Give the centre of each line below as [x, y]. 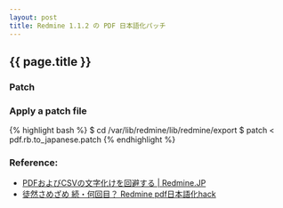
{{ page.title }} [50, 62]
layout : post [33, 17]
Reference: [34, 163]
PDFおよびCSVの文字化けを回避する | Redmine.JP [114, 183]
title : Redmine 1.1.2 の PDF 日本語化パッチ [88, 26]
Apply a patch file [48, 110]
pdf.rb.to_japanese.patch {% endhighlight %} [93, 140]
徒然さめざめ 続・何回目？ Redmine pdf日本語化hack [119, 194]
